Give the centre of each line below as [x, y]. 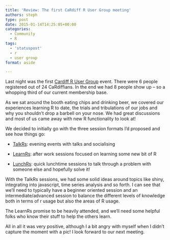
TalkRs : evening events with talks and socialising [64, 144]
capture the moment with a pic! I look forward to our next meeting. [75, 232]
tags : [11, 44]
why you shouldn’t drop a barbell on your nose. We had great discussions [83, 113]
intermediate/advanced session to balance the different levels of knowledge [85, 196]
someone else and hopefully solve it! [51, 169]
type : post [17, 19]
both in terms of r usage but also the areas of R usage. [63, 201]
